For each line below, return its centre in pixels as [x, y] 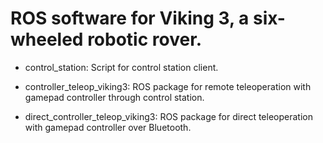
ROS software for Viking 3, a [130, 18]
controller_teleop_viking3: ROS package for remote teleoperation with [168, 86]
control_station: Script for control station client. [121, 67]
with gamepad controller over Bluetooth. [108, 127]
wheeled [47, 39]
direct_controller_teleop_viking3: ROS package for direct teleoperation [168, 116]
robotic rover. [145, 39]
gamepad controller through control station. [114, 97]
